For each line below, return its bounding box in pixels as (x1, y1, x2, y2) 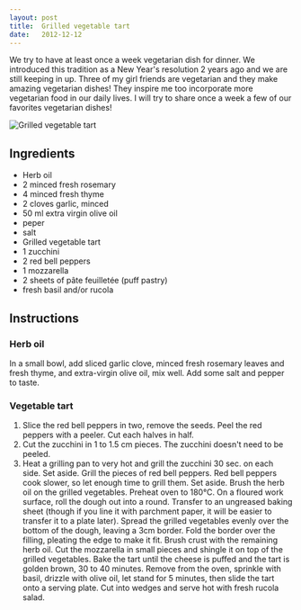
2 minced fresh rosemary (22, 179, 117, 190)
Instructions (9, 310, 79, 326)
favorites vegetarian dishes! (9, 103, 112, 113)
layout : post (9, 13, 58, 22)
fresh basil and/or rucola (22, 284, 114, 295)
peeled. (22, 449, 51, 460)
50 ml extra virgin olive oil (22, 208, 119, 219)
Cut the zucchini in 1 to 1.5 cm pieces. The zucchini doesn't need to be (22, 439, 284, 450)
